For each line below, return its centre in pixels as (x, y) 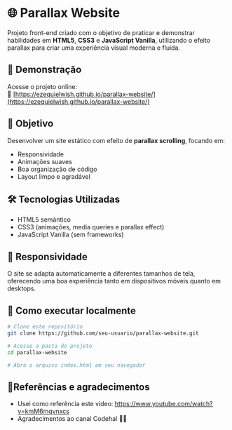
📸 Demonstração (45, 70)
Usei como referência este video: (65, 404)
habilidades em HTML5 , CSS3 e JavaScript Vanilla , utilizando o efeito (109, 40)
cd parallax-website (37, 352)
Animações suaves (45, 161)
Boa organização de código (57, 169)
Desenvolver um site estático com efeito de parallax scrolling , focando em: (116, 140)
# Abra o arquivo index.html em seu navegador (76, 365)
